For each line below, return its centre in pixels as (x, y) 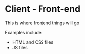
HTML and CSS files (33, 42)
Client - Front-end (43, 9)
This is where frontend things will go (42, 23)
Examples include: (24, 32)
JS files (20, 47)
